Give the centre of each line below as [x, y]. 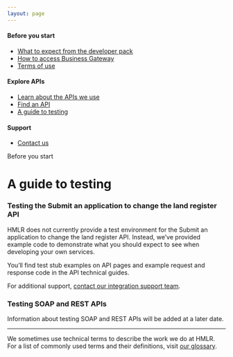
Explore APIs [26, 82]
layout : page [26, 13]
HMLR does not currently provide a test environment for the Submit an [107, 230]
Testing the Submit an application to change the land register [112, 206]
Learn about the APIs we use [58, 97]
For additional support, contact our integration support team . [94, 286]
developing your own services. [51, 251]
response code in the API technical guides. [68, 272]
